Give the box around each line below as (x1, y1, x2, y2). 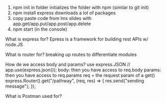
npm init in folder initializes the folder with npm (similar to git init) (12, 5, 149, 10)
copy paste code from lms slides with (12, 15, 92, 21)
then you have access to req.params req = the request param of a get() (5, 72, 155, 78)
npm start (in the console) (12, 26, 67, 32)
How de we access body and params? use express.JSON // (5, 61, 131, 67)
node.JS (5, 42, 23, 48)
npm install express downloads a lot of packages (12, 10, 116, 16)
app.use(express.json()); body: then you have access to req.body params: (5, 67, 161, 73)
